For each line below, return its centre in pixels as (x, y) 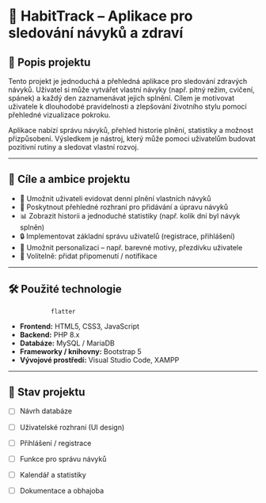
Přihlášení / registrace (55, 443)
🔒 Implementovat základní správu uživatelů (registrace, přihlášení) (127, 236)
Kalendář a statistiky (53, 474)
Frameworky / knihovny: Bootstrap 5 (81, 351)
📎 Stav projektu (47, 392)
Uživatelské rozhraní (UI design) (72, 427)
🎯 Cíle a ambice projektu (69, 179)
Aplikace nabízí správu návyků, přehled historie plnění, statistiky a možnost (131, 130)
